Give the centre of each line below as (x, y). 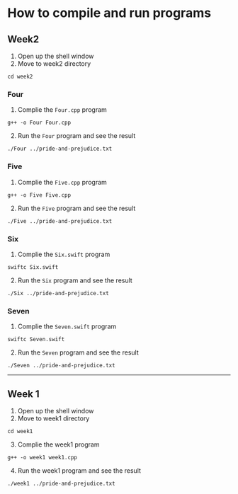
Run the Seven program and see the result (78, 352)
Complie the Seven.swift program (67, 326)
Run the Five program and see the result (76, 208)
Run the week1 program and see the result (79, 471)
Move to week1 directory (53, 418)
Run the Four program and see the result (76, 136)
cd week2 (20, 76)
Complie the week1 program (58, 444)
